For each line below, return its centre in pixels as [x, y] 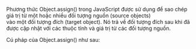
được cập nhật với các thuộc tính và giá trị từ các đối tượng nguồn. [89, 28]
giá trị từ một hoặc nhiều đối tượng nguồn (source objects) [79, 16]
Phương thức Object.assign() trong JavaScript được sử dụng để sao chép [97, 9]
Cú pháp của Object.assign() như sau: [53, 40]
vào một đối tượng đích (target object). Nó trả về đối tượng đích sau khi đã [98, 22]
